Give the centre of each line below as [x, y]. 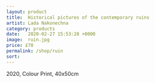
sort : [13, 57]
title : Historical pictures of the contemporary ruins [78, 17]
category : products [31, 29]
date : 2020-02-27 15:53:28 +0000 [51, 34]
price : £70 [20, 46]
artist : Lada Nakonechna [37, 23]
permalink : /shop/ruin [35, 51]
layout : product [27, 12]
